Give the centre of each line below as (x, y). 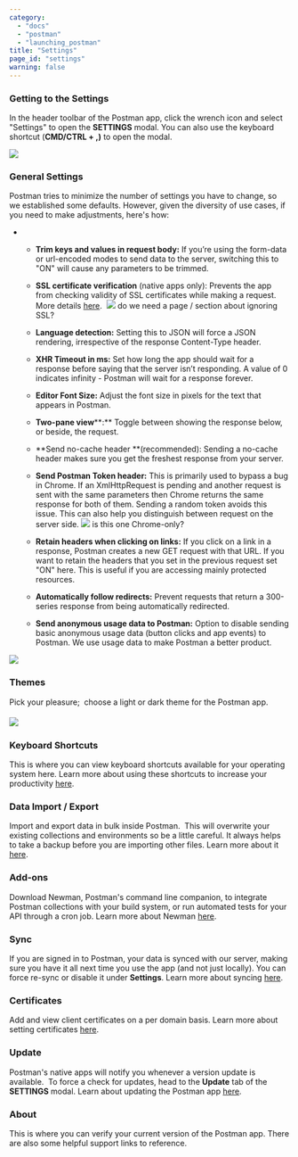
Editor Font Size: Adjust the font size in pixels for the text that (148, 396)
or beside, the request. (77, 432)
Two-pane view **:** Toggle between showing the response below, (159, 422)
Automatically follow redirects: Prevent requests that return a (149, 597)
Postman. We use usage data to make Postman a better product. (153, 642)
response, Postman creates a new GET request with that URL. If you (160, 551)
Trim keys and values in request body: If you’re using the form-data (161, 250)
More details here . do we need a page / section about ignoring (157, 306)
